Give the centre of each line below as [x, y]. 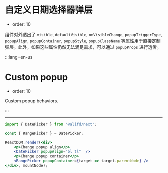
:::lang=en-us [19, 57]
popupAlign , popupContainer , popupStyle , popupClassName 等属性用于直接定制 [83, 41]
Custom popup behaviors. [32, 101]
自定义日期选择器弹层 [49, 10]
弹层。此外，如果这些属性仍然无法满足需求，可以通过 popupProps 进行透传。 [83, 47]
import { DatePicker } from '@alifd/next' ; [51, 124]
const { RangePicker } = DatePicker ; [44, 133]
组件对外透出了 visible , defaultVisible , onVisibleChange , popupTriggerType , [84, 34]
